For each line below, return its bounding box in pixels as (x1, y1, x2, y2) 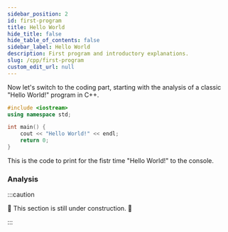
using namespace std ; (7, 111, 72, 118)
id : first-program (7, 17, 62, 24)
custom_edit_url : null (7, 63, 75, 70)
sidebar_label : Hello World (7, 43, 91, 51)
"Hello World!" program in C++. (7, 90, 99, 99)
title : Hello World (7, 23, 65, 31)
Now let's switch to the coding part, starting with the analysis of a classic (7, 83, 222, 91)
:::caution (7, 190, 36, 199)
